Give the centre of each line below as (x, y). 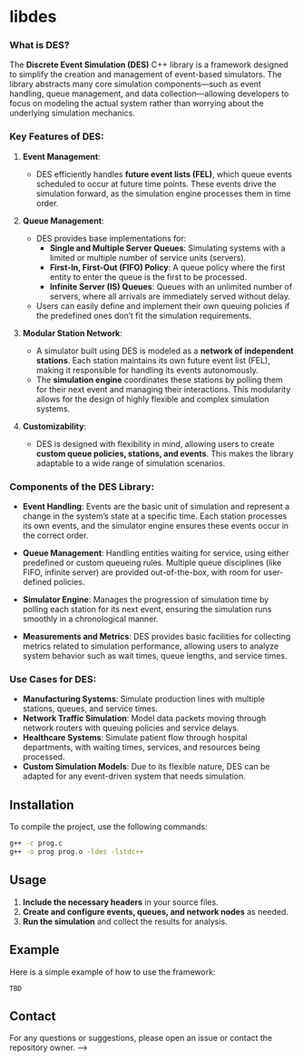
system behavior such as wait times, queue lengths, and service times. (155, 656)
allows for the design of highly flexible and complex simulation (152, 399)
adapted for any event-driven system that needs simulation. (134, 776)
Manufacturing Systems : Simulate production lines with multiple (144, 699)
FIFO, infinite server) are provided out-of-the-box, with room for (142, 572)
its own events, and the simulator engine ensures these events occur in (155, 526)
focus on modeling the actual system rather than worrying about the (137, 104)
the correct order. (55, 536)
